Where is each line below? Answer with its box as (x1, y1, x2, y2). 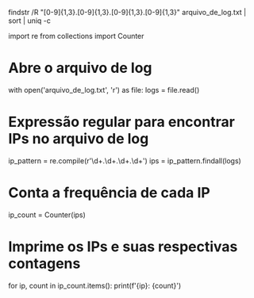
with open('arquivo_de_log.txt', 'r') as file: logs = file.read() (8, 85, 200, 94)
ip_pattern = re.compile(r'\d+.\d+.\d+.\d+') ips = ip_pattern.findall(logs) (8, 155, 242, 166)
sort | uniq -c (8, 16, 52, 25)
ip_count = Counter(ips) (8, 210, 86, 220)
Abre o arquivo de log (8, 59, 152, 77)
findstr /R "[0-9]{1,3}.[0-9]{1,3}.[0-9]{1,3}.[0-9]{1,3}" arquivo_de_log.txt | (8, 8, 247, 17)
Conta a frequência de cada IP (8, 184, 210, 202)
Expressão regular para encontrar (8, 113, 236, 131)
